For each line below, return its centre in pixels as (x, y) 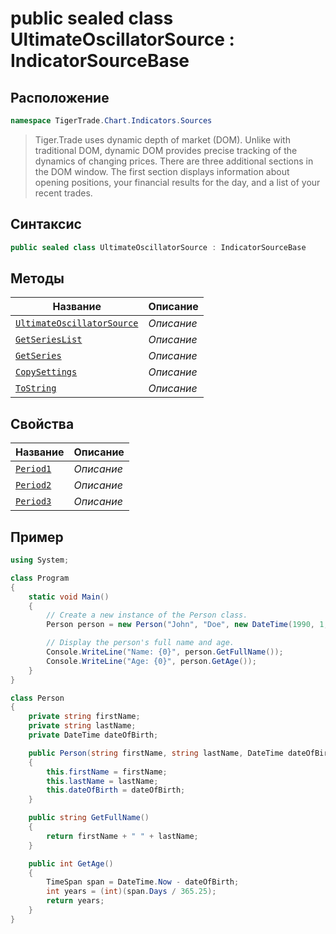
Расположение (60, 97)
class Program (40, 578)
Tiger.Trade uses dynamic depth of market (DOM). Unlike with (162, 139)
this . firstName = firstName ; (107, 772)
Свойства (42, 423)
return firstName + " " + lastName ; (122, 836)
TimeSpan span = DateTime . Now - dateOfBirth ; (143, 882)
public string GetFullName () (89, 818)
